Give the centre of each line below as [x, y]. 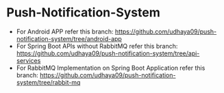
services [28, 60]
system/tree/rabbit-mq [48, 82]
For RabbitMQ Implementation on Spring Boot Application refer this [111, 68]
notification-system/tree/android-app [69, 38]
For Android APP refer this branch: [65, 31]
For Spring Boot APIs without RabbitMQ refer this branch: [97, 46]
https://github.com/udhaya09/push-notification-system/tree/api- [108, 53]
